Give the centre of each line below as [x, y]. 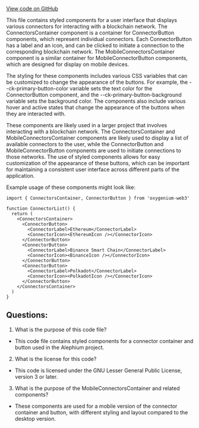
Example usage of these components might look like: [71, 187]
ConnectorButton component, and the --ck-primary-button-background [94, 95]
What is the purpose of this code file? [61, 329]
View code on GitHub [32, 9]
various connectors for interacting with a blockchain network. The [87, 26]
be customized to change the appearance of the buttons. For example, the [97, 82]
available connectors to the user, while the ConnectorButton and [85, 144]
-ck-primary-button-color [37, 88]
